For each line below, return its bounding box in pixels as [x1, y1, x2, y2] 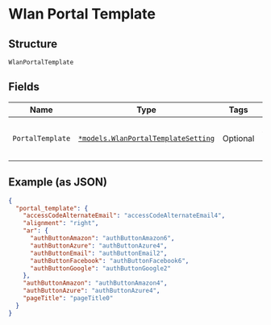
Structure [8, 37, 58, 51]
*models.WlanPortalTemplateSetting [77, 134, 215, 143]
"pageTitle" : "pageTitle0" [23, 294, 114, 302]
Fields [8, 80, 40, 94]
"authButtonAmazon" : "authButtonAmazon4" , [23, 279, 168, 287]
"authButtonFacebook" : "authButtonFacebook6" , [29, 256, 190, 265]
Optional [222, 132, 255, 144]
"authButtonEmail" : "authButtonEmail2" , [29, 249, 168, 257]
